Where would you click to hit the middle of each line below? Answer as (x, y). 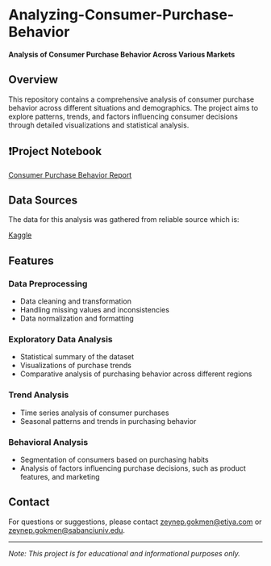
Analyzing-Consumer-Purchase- (121, 15)
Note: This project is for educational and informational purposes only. (124, 553)
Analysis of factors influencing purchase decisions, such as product (133, 468)
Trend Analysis (39, 395)
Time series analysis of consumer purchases (94, 413)
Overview (33, 80)
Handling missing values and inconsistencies (94, 310)
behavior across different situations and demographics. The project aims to (133, 107)
